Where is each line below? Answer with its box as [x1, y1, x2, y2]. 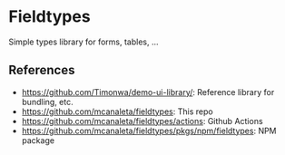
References [8, 63, 75, 78]
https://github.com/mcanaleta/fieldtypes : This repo [21, 106, 214, 117]
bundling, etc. [21, 96, 74, 107]
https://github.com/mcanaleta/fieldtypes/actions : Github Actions [21, 115, 264, 126]
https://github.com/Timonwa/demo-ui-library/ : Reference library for [21, 86, 275, 97]
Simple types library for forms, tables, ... [8, 36, 160, 47]
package [21, 134, 55, 146]
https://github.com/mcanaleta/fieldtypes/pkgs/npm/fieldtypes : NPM [21, 125, 278, 136]
